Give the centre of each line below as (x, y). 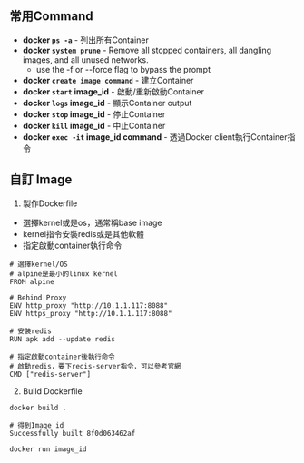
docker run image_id (49, 449)
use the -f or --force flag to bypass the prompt (123, 69)
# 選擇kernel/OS (39, 264)
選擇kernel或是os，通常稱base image (92, 222)
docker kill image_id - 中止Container (94, 125)
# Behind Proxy (38, 298)
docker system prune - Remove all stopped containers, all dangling (147, 50)
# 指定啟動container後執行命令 (62, 357)
